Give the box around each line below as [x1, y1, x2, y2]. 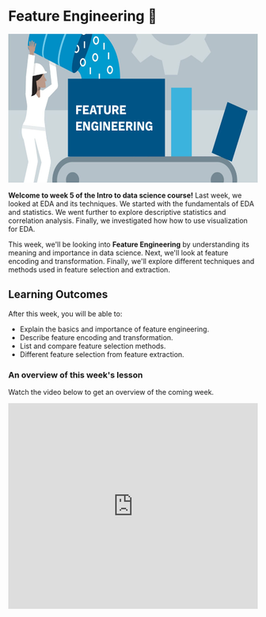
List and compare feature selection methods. [19, 341, 166, 351]
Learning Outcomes [8, 288, 108, 301]
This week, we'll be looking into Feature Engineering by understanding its [8, 240, 249, 249]
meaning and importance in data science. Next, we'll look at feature [8, 247, 229, 257]
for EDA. [8, 224, 36, 233]
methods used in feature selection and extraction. [8, 265, 170, 274]
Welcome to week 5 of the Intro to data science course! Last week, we [8, 190, 242, 200]
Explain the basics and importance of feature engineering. [19, 324, 210, 334]
